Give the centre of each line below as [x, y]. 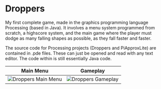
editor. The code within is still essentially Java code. [58, 58]
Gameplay [93, 71]
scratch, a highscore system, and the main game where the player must [79, 33]
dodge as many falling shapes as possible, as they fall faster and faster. [78, 38]
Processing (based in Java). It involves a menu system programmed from [80, 27]
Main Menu [35, 71]
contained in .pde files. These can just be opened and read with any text [79, 53]
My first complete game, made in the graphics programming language [77, 22]
